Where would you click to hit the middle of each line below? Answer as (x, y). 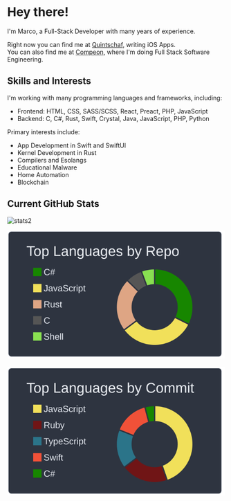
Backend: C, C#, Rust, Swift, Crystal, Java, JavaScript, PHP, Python (113, 118)
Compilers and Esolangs (52, 160)
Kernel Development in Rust (57, 152)
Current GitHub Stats (53, 204)
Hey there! (38, 12)
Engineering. (25, 59)
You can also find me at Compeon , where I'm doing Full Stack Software (109, 52)
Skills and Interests (49, 81)
